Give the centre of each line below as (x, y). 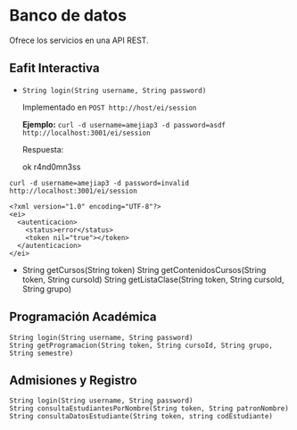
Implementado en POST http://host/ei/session (109, 107)
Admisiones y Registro (73, 380)
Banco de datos (68, 16)
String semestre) (41, 353)
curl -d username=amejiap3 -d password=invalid (99, 183)
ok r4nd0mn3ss (51, 167)
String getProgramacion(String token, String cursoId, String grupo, (141, 345)
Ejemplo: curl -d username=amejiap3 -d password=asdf (124, 124)
